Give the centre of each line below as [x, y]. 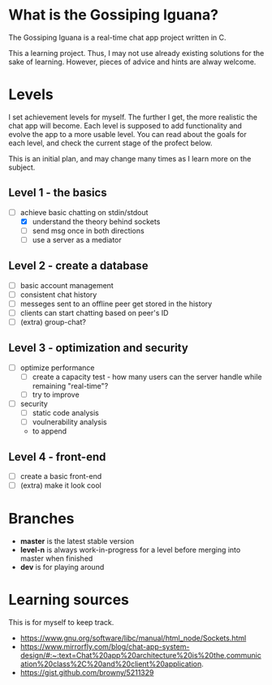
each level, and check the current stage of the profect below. [110, 143]
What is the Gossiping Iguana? [114, 15]
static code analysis [65, 413]
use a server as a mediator [77, 239]
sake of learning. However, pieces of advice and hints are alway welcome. [132, 62]
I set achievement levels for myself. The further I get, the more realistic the [133, 117]
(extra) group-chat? [53, 322]
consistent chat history [58, 295]
